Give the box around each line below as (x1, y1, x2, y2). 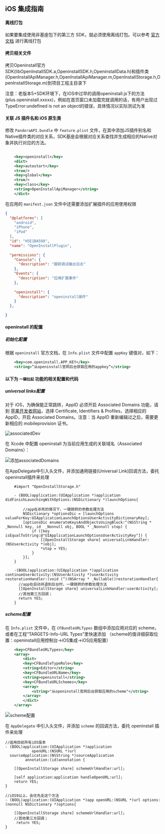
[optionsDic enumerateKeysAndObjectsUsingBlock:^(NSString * (23, 520, 152, 525)
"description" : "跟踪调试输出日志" (18, 262, 86, 267)
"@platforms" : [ (9, 216, 43, 221)
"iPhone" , (14, 225, 35, 230)
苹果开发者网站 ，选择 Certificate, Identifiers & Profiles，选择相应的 (10, 408, 147, 414)
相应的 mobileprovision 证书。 (9, 420, 71, 426)
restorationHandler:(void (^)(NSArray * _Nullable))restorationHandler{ (5, 577, 159, 582)
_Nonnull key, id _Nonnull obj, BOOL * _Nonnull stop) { (5, 524, 127, 529)
